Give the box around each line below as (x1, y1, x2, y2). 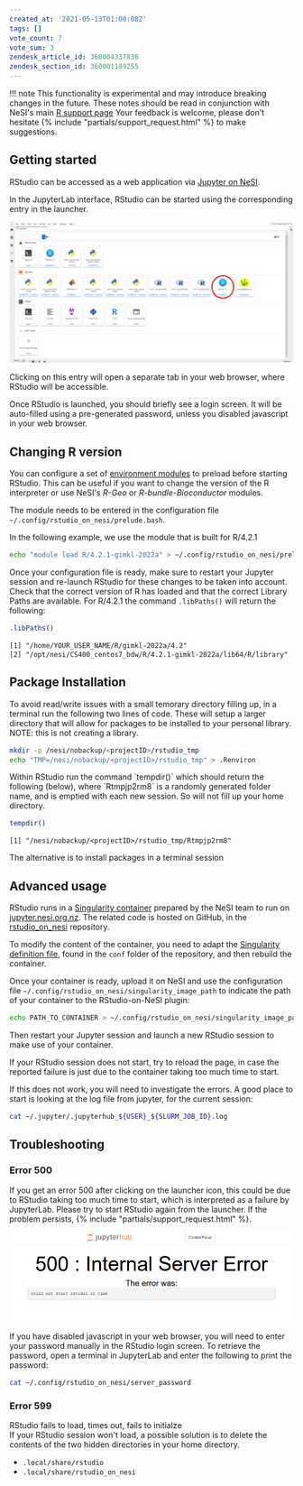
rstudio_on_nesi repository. (9, 921, 110, 933)
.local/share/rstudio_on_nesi (22, 1468, 137, 1477)
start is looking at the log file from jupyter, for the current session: (9, 1094, 253, 1104)
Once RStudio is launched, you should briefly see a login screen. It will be (9, 399, 282, 410)
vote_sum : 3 (9, 43, 54, 52)
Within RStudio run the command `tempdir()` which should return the (9, 771, 264, 782)
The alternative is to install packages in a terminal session (9, 853, 224, 863)
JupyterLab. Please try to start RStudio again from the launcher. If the (9, 1204, 268, 1214)
